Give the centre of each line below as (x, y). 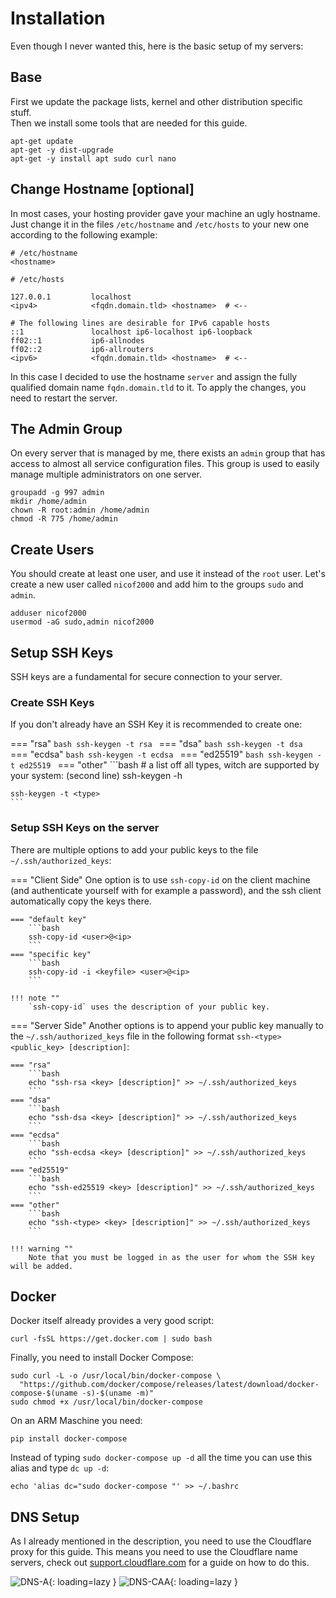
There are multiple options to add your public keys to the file (134, 849)
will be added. (42, 1266)
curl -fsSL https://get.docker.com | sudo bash (111, 1339)
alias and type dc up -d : (60, 1468)
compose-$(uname (44, 1393)
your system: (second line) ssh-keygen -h (96, 776)
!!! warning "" (42, 1248)
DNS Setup (45, 1517)
